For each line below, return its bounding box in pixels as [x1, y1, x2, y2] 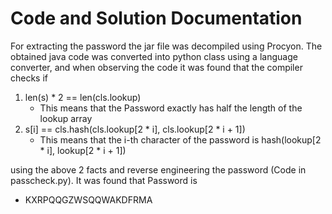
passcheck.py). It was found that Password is [10, 174, 198, 186]
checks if [10, 72, 49, 84]
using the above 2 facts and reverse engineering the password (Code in [10, 163, 307, 176]
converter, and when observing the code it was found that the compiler [10, 61, 303, 73]
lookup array [39, 112, 93, 124]
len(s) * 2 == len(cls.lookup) [24, 91, 142, 103]
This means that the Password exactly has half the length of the [39, 102, 303, 114]
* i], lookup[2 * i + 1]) [39, 144, 127, 156]
